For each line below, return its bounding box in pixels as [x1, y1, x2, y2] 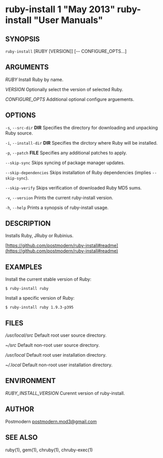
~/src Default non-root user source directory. [5, 342, 100, 348]
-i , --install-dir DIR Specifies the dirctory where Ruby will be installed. [5, 140, 158, 146]
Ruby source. [5, 130, 33, 136]
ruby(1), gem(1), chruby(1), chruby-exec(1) [5, 447, 93, 453]
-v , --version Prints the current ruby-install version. [5, 195, 113, 201]
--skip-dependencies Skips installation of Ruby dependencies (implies [5, 169, 151, 175]
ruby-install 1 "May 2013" [5, 4, 115, 15]
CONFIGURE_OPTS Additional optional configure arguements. [5, 96, 135, 102]
